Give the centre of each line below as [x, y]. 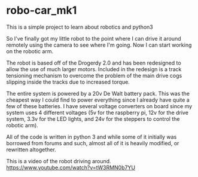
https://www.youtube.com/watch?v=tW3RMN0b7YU [71, 167]
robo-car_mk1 [42, 10]
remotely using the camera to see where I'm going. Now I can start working [99, 45]
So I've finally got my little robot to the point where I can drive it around [94, 38]
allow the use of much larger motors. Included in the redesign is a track [94, 69]
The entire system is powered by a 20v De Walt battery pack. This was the [98, 93]
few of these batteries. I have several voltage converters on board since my [99, 106]
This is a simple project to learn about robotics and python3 [80, 27]
